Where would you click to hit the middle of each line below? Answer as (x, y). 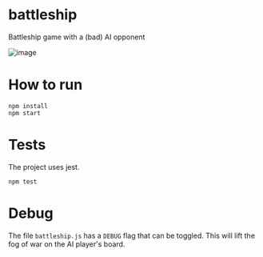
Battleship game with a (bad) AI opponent (77, 37)
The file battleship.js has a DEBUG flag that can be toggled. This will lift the (132, 235)
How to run (46, 85)
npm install (28, 106)
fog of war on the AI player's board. (67, 244)
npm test (23, 182)
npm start (25, 113)
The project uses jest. (44, 167)
